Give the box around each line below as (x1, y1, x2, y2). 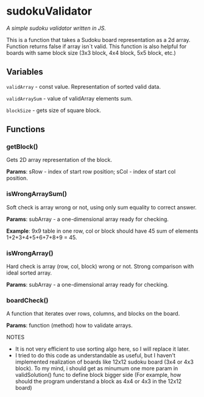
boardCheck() (6, 296, 49, 304)
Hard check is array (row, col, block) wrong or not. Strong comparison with (6, 263, 194, 270)
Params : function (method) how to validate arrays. (6, 321, 133, 329)
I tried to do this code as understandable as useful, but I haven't (15, 352, 175, 359)
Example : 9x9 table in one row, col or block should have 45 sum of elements (6, 227, 199, 234)
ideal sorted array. (6, 269, 52, 276)
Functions (6, 124, 46, 135)
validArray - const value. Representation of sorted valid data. (6, 83, 161, 90)
